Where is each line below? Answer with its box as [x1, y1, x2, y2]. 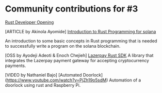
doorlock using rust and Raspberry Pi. [5, 82, 81, 88]
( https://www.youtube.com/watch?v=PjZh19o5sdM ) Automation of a [5, 77, 141, 83]
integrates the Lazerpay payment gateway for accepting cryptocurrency [5, 57, 149, 63]
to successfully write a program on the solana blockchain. [5, 43, 121, 49]
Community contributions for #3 [5, 3, 138, 14]
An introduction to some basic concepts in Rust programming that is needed [5, 38, 158, 44]
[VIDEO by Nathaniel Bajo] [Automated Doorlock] [5, 72, 103, 78]
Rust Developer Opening [5, 19, 54, 25]
